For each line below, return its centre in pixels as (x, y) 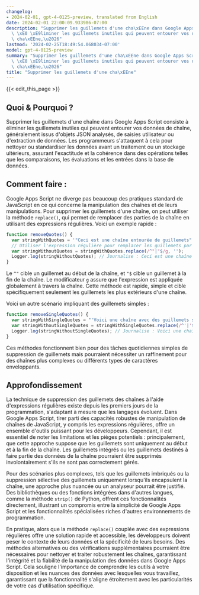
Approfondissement (44, 385)
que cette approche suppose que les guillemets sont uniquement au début (97, 444)
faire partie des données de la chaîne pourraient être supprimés (84, 456)
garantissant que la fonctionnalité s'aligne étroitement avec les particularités (99, 580)
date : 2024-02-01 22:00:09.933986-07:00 (57, 22)
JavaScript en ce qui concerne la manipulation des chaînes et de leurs (92, 205)
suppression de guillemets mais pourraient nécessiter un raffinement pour (97, 354)
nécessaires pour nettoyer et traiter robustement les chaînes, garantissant (96, 554)
